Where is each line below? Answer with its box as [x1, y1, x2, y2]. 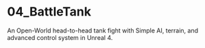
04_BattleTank [7, 4, 91, 20]
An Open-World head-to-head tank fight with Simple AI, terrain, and [7, 26, 199, 34]
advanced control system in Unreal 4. [7, 33, 113, 41]
